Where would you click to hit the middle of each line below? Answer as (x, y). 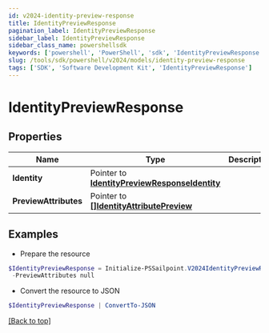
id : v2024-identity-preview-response (71, 16)
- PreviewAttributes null (53, 276)
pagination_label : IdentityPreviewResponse (82, 30)
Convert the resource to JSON (70, 291)
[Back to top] (30, 321)
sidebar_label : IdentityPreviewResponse (77, 38)
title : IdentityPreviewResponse (62, 23)
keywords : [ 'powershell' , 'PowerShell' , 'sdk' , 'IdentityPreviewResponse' (136, 53)
